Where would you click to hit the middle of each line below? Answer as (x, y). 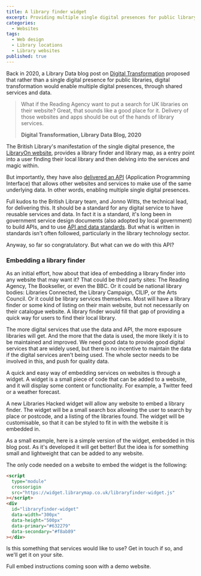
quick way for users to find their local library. (61, 317)
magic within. (23, 165)
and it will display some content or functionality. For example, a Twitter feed (99, 385)
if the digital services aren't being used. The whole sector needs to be (93, 354)
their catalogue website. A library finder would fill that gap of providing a (95, 311)
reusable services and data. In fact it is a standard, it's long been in (89, 214)
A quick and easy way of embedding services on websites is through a (93, 372)
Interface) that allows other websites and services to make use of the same (99, 183)
